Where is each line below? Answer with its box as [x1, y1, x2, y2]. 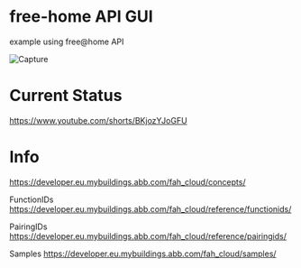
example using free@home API [9, 36, 124, 47]
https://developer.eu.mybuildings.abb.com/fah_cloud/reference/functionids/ [9, 203, 292, 214]
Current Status [9, 86, 123, 106]
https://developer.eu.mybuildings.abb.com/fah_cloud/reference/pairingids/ [9, 230, 287, 241]
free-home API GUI [9, 6, 153, 27]
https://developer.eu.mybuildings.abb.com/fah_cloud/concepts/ [9, 176, 246, 187]
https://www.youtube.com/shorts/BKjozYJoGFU [9, 115, 187, 125]
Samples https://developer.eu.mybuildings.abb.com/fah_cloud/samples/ [9, 248, 277, 259]
